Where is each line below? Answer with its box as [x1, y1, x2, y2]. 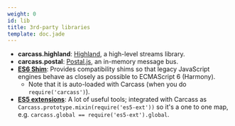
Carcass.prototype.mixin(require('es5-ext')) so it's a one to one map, [17, 103, 229, 111]
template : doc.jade [7, 30, 65, 38]
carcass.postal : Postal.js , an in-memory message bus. [17, 58, 179, 66]
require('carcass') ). [28, 88, 90, 96]
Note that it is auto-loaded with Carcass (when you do [28, 80, 187, 89]
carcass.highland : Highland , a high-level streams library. [17, 50, 185, 58]
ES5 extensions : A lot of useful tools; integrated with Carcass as [17, 95, 207, 104]
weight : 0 [7, 10, 37, 18]
